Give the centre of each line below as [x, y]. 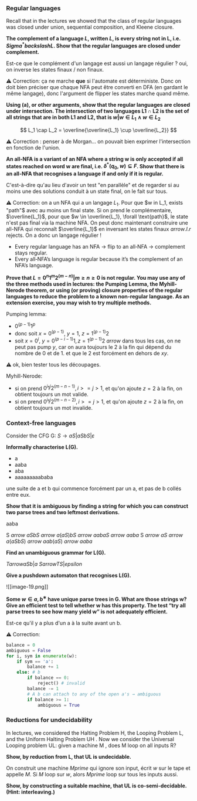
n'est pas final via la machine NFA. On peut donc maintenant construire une [97, 223]
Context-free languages [41, 423]
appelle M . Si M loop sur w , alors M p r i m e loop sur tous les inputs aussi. [92, 774]
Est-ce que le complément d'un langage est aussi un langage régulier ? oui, [97, 63]
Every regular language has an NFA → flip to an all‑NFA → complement [100, 247]
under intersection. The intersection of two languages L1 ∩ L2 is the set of [98, 111]
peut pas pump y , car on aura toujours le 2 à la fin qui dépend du [93, 347]
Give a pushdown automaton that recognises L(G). [69, 575]
